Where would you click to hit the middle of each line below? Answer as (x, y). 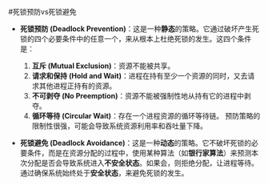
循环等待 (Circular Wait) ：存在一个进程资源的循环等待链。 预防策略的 (146, 116)
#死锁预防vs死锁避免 (43, 12)
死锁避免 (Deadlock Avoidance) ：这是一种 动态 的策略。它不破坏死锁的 (136, 143)
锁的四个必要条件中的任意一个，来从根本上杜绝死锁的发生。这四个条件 (136, 39)
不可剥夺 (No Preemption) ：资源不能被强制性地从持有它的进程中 (138, 96)
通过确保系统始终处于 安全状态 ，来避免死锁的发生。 (104, 173)
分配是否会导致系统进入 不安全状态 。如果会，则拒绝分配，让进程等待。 (142, 163)
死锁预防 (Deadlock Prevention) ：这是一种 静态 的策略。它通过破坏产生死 (140, 29)
